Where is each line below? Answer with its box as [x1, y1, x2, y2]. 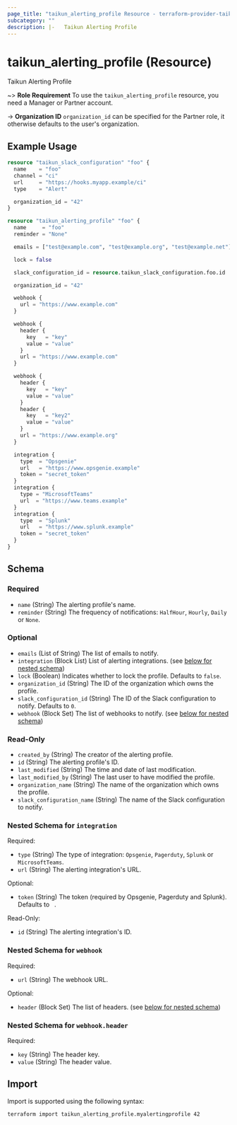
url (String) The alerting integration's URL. [17, 865, 142, 874]
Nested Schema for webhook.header [7, 1020, 128, 1030]
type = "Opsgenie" [20, 458, 78, 465]
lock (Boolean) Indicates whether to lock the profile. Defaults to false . [17, 671, 221, 680]
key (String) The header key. [17, 1050, 100, 1058]
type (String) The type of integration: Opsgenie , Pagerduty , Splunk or [17, 850, 214, 859]
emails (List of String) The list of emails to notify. [17, 649, 159, 657]
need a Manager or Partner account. [7, 98, 114, 107]
